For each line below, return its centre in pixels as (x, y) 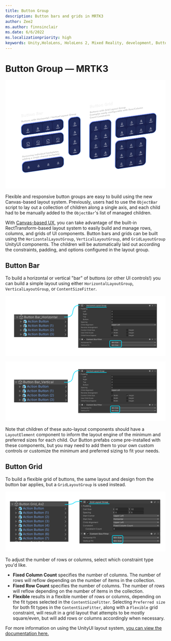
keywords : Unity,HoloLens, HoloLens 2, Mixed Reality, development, (79, 43)
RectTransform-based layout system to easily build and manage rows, (79, 228)
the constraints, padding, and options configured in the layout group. (77, 249)
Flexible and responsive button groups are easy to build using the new (79, 197)
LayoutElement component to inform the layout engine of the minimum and (83, 434)
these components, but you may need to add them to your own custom (80, 445)
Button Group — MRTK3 (57, 69)
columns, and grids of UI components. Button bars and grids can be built (82, 233)
